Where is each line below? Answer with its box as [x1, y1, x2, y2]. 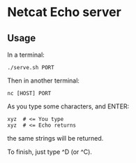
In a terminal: [7, 50, 45, 59]
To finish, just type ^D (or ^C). [7, 148, 93, 156]
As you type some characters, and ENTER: [7, 102, 130, 111]
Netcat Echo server [7, 4, 122, 20]
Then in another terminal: [7, 76, 80, 85]
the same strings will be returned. [7, 134, 104, 142]
